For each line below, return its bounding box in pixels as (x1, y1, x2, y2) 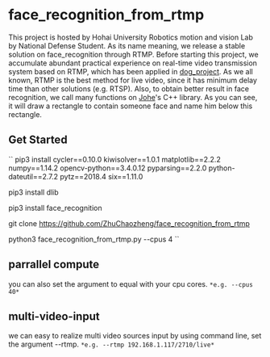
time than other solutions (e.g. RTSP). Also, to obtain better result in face (8, 83, 250, 94)
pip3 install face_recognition (8, 203, 102, 212)
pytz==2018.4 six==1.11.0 (60, 171, 143, 181)
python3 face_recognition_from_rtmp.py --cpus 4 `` (8, 234, 180, 244)
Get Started (8, 133, 68, 147)
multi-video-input (8, 309, 100, 323)
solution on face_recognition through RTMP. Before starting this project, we (8, 49, 260, 59)
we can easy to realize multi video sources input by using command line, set (8, 331, 262, 341)
